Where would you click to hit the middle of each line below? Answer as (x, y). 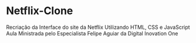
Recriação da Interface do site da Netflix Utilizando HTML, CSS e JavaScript (98, 27)
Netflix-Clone (40, 11)
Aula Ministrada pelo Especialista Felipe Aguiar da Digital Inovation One (92, 33)
